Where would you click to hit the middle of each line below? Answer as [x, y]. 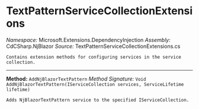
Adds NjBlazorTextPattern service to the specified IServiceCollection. [98, 100]
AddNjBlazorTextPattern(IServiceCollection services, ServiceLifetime [95, 84]
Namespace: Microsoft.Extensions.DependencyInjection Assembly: [88, 40]
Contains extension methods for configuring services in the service [94, 57]
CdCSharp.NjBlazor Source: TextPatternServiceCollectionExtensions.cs [93, 46]
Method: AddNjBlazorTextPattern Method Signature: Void [76, 79]
